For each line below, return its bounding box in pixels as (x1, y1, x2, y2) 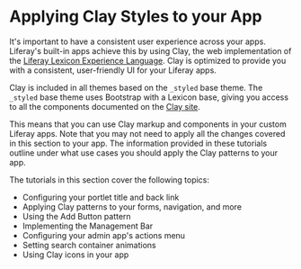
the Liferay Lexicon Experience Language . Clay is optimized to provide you (9, 55, 287, 66)
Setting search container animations (22, 239, 156, 250)
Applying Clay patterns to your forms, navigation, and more (22, 201, 243, 212)
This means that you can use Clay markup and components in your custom (9, 119, 288, 130)
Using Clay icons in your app (22, 249, 129, 260)
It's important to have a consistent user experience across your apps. (9, 36, 267, 47)
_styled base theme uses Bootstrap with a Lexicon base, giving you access (9, 92, 289, 103)
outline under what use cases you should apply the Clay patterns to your (9, 147, 279, 158)
